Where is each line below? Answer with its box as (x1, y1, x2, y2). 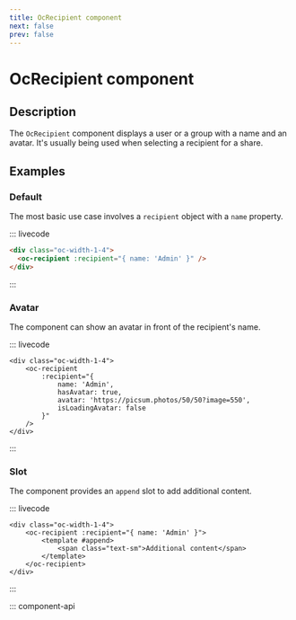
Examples (9, 164, 65, 179)
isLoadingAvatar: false (57, 403, 146, 412)
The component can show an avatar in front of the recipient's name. (9, 321, 261, 332)
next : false (9, 22, 54, 31)
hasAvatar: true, (57, 387, 123, 396)
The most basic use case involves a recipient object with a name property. (9, 211, 284, 222)
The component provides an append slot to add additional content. (9, 486, 253, 497)
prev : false (9, 30, 54, 39)
